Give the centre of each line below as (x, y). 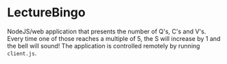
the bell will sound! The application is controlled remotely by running (104, 46)
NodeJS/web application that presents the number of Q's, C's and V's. (107, 31)
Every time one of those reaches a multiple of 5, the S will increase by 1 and (114, 38)
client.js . (22, 53)
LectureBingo (46, 13)
